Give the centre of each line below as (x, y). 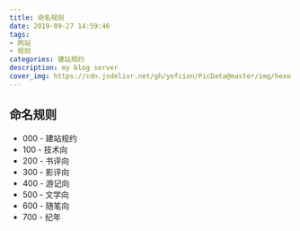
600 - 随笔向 (46, 205)
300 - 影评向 (46, 172)
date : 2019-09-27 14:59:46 (60, 26)
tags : (19, 34)
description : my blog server (64, 68)
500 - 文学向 (46, 194)
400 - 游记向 (46, 183)
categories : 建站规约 (47, 59)
